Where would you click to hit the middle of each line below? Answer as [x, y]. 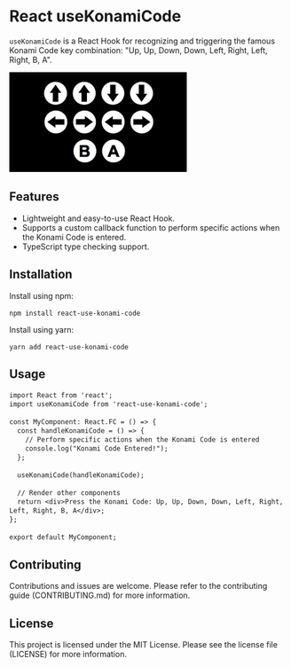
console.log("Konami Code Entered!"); [97, 449]
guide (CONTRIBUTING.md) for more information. [100, 595]
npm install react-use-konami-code [75, 313]
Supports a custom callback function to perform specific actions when [151, 227]
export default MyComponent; [63, 538]
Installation [41, 275]
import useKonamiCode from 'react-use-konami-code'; [109, 404]
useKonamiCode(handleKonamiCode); [81, 475]
